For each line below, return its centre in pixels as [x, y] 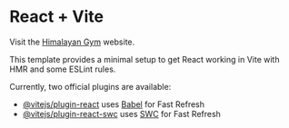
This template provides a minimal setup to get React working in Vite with [144, 59]
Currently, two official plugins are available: [90, 86]
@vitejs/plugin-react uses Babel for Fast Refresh [114, 104]
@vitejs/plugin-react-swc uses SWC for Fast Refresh [121, 113]
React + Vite [57, 17]
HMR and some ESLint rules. [63, 69]
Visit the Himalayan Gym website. [72, 42]
